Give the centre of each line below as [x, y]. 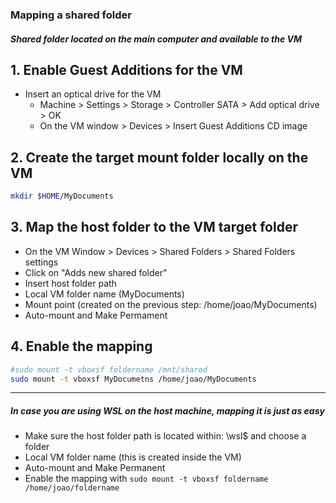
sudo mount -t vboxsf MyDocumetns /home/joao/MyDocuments [133, 379]
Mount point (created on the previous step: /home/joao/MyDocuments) [171, 304]
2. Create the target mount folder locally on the [159, 157]
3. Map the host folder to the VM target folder [154, 227]
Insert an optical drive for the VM [93, 94]
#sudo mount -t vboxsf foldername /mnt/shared [109, 369]
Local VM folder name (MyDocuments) [104, 294]
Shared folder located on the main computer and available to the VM [156, 39]
